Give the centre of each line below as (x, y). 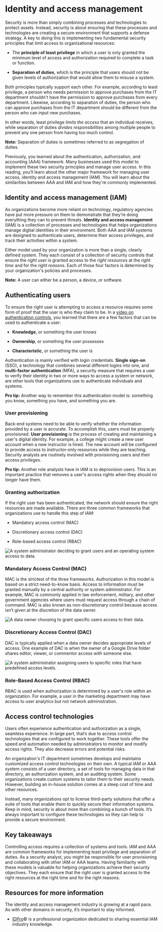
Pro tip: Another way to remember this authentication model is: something (79, 395)
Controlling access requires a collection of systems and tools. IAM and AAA (81, 846)
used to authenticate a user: (33, 323)
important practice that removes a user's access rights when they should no (81, 474)
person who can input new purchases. (43, 112)
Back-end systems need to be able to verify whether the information (73, 424)
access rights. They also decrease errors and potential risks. (65, 749)
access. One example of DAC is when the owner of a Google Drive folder (78, 648)
